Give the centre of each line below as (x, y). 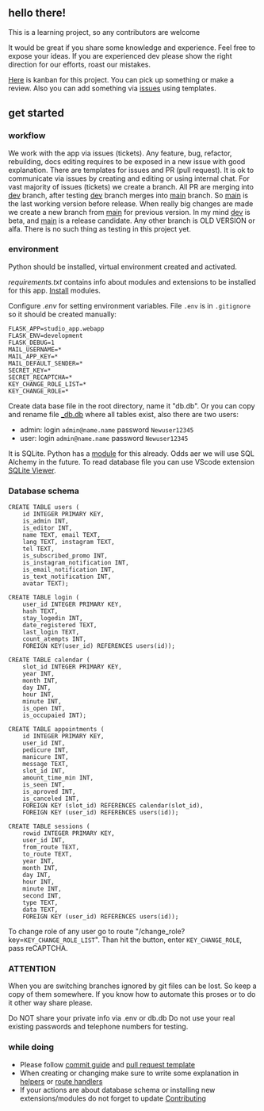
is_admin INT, (46, 521)
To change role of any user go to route (71, 932)
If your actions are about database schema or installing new (117, 1090)
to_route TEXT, (48, 854)
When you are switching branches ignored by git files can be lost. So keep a (132, 986)
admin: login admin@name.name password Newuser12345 (107, 429)
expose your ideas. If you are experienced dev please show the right (120, 56)
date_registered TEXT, (60, 626)
